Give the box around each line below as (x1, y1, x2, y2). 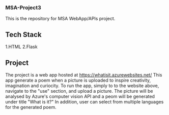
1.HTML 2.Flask (5, 44, 38, 50)
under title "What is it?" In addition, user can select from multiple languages (5, 98, 164, 105)
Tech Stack (5, 30, 42, 39)
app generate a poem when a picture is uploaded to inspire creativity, (5, 77, 151, 83)
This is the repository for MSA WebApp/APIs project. (5, 16, 116, 22)
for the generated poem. (5, 104, 57, 110)
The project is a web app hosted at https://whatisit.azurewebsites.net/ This (5, 71, 162, 78)
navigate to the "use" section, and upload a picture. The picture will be (5, 88, 153, 94)
